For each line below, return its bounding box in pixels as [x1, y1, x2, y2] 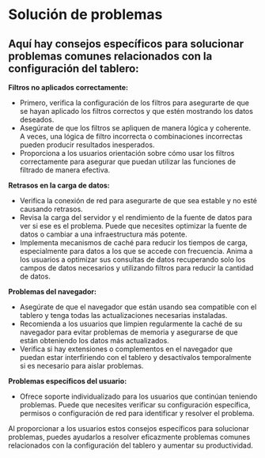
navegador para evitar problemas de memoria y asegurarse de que [19, 327, 239, 337]
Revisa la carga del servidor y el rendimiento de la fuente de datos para [19, 213, 252, 222]
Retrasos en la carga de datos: [8, 180, 110, 190]
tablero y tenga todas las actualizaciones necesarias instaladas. [19, 311, 228, 320]
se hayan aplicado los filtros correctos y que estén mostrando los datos [19, 107, 253, 115]
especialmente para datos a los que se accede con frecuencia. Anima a [19, 247, 253, 255]
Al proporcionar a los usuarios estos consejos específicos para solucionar [8, 424, 249, 433]
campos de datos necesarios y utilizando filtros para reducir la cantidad [19, 263, 254, 272]
